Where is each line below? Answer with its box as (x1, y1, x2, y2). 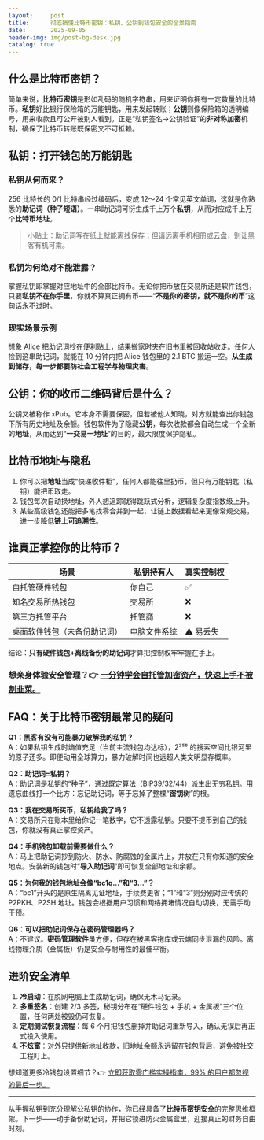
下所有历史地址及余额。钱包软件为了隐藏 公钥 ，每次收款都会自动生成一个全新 (8, 419, 256, 429)
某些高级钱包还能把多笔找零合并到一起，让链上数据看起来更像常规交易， (19, 505, 254, 516)
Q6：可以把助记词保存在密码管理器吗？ (8, 924, 135, 934)
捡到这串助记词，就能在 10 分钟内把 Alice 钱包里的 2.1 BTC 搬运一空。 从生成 (8, 352, 253, 361)
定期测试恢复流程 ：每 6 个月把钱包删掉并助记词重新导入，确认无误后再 (19, 1021, 249, 1031)
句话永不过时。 (8, 301, 57, 310)
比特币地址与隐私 (8, 454, 91, 468)
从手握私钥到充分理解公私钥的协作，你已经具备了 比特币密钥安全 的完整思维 (8, 1104, 249, 1114)
